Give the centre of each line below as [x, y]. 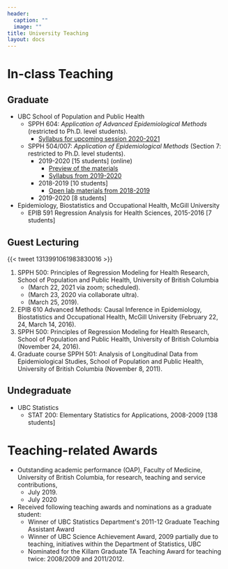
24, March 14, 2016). [47, 324]
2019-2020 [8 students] [72, 198]
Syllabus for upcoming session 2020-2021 [99, 139]
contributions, [37, 485]
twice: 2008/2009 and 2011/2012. [76, 559]
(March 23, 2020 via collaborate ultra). [83, 294]
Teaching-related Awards [83, 450]
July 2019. [43, 492]
